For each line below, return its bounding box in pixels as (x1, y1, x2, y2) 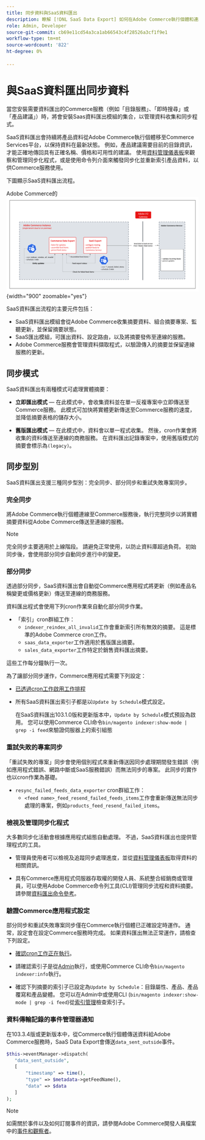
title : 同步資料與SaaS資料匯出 (6, 10, 77, 16)
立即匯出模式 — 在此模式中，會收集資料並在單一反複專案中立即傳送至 (15, 398, 190, 406)
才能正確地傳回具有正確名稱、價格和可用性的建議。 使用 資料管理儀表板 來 (6, 148, 190, 156)
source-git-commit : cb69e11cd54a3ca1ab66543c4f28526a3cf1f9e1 (6, 29, 168, 35)
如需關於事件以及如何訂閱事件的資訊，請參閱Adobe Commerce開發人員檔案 (6, 1119, 196, 1127)
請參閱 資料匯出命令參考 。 (15, 890, 80, 897)
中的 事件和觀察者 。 (6, 1127, 55, 1135)
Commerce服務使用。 (11, 163, 67, 171)
